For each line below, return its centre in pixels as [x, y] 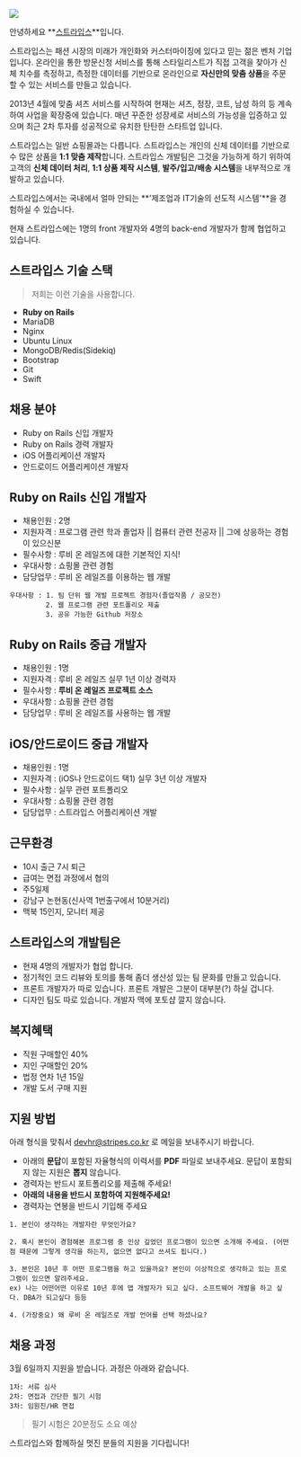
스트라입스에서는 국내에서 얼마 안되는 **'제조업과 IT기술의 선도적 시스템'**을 [143, 198]
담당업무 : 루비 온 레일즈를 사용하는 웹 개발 [97, 713]
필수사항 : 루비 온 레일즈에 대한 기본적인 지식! [102, 555]
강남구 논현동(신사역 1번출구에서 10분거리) [96, 900]
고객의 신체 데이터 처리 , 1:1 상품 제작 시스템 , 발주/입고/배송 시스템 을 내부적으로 [145, 168]
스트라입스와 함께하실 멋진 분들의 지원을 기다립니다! [99, 1444]
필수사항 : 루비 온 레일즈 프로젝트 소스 [88, 690]
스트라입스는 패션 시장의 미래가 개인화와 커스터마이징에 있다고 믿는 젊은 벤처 [142, 51]
